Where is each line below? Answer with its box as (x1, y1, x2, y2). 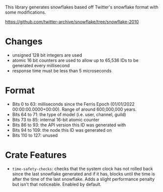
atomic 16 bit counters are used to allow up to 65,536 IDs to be (12, 57, 139, 63)
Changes (5, 36, 43, 47)
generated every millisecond (12, 62, 70, 68)
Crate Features (5, 149, 67, 161)
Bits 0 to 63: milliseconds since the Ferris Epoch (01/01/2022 (12, 101, 135, 107)
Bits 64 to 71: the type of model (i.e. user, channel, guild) (12, 111, 126, 117)
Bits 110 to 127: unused (12, 132, 58, 138)
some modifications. (5, 9, 47, 15)
